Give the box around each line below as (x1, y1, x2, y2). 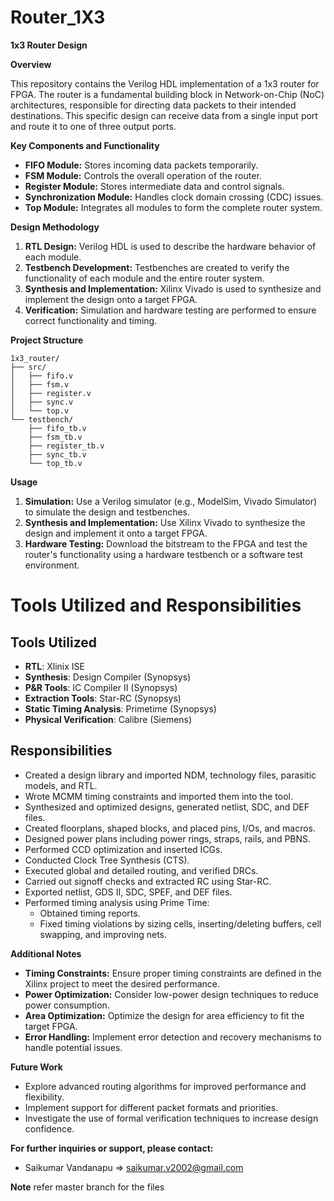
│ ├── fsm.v (10, 379, 70, 390)
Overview (10, 58, 52, 70)
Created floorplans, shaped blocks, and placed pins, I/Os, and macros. (24, 822, 317, 834)
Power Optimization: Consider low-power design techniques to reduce (24, 988, 319, 1000)
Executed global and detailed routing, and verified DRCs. (24, 864, 259, 876)
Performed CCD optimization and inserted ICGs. (24, 843, 223, 855)
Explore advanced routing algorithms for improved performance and (24, 1080, 307, 1092)
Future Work (10, 1061, 63, 1073)
